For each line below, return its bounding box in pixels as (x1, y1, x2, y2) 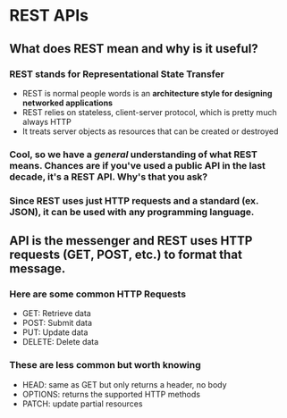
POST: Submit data (21, 318, 92, 329)
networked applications (21, 97, 114, 108)
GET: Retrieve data (21, 308, 91, 319)
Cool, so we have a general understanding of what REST (9, 148, 257, 161)
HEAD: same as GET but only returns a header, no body (21, 379, 227, 389)
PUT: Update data (21, 327, 89, 338)
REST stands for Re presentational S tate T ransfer (9, 68, 225, 80)
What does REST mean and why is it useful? (9, 41, 258, 56)
